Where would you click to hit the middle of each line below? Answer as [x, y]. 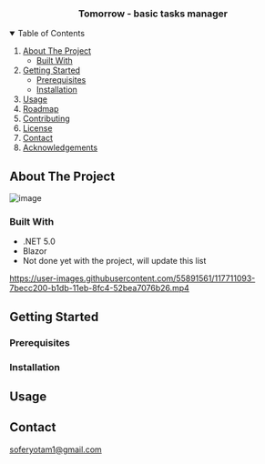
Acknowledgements [60, 147]
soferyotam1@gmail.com [56, 449]
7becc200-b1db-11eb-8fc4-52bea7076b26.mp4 [99, 288]
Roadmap [41, 109]
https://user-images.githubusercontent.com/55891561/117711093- [132, 278]
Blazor [35, 251]
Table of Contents [51, 34]
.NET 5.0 [39, 242]
